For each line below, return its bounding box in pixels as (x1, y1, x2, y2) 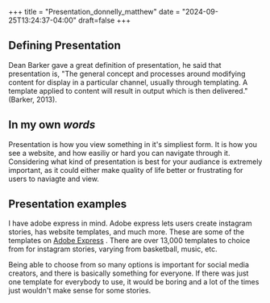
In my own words (8, 118, 96, 132)
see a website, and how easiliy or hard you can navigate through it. (8, 148, 231, 158)
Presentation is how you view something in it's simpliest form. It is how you (8, 139, 258, 149)
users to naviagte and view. (8, 174, 99, 183)
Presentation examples (8, 197, 127, 211)
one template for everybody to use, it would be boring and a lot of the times (8, 277, 260, 287)
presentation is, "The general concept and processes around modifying (8, 69, 246, 78)
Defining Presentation (8, 39, 121, 53)
